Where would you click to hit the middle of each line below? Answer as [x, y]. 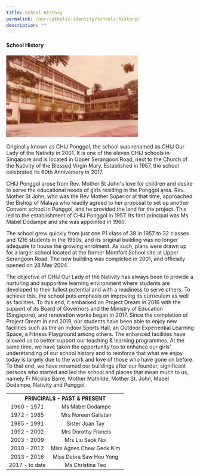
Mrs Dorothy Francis [86, 432]
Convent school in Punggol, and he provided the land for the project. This [96, 209]
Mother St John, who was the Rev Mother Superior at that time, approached [99, 196]
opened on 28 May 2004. [37, 265]
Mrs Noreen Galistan [86, 415]
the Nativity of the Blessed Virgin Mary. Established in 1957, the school [93, 166]
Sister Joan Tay [86, 423]
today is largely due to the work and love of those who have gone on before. [100, 360]
